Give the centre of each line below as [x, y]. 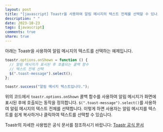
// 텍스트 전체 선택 [26, 69]
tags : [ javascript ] [25, 28]
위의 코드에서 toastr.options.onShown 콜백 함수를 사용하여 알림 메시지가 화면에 [81, 97]
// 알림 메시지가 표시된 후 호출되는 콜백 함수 [49, 64]
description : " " [23, 18]
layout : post [18, 9]
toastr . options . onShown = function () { [47, 60]
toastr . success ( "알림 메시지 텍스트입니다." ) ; [47, 87]
